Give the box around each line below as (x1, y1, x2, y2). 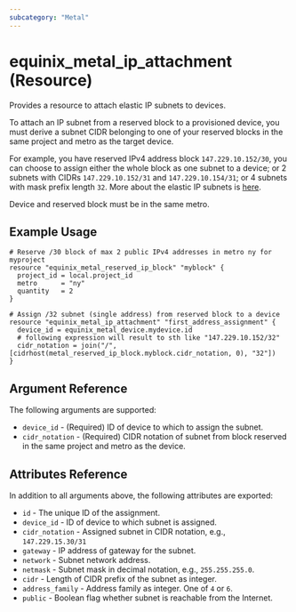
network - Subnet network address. (21, 555, 151, 565)
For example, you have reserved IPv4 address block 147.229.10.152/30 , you (9, 153, 287, 164)
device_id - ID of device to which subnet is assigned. (21, 517, 218, 527)
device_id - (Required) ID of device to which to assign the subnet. (21, 422, 264, 432)
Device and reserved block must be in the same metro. (9, 198, 211, 209)
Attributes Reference (9, 466, 128, 481)
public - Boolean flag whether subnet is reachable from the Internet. (21, 592, 274, 603)
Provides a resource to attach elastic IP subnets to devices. (9, 100, 227, 110)
